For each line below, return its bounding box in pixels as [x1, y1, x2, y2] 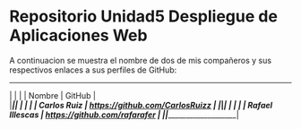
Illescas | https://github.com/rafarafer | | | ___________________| [9, 109, 239, 120]
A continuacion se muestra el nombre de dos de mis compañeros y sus [9, 55, 271, 65]
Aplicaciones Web [9, 25, 148, 46]
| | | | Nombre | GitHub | [9, 90, 97, 100]
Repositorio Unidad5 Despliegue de [9, 6, 278, 27]
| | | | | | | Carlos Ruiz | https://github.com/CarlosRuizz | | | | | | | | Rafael [9, 99, 273, 110]
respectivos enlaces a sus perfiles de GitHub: [9, 64, 177, 75]
